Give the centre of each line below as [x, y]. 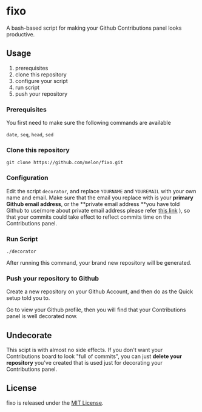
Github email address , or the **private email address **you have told [93, 204]
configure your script [41, 81]
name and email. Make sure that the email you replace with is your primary [100, 198]
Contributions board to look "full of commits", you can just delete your [94, 356]
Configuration [27, 178]
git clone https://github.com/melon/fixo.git [65, 163]
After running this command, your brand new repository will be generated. [99, 262]
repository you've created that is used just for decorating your [84, 363]
